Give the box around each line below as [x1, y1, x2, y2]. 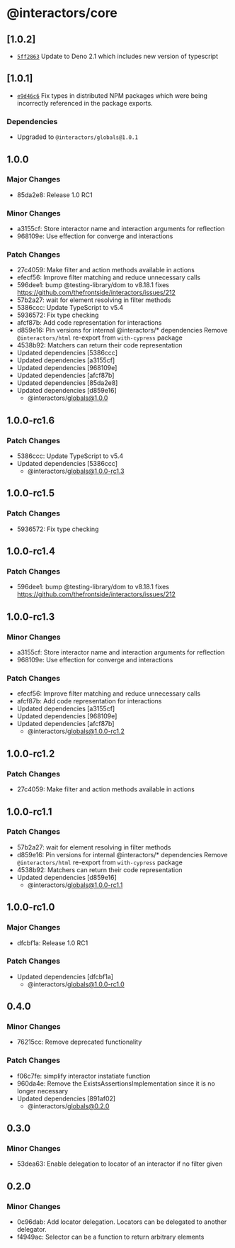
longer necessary [16, 1086, 69, 1095]
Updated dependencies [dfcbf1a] [16, 972, 114, 981]
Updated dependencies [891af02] [16, 1094, 116, 1103]
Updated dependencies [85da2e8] [16, 379, 118, 387]
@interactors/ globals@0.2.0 [27, 1101, 110, 1110]
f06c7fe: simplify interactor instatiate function [16, 1071, 151, 1080]
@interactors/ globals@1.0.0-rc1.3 [27, 467, 125, 476]
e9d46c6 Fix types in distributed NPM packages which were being [16, 91, 208, 100]
